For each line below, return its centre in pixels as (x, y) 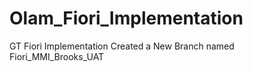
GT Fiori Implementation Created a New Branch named (122, 46)
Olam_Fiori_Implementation (126, 18)
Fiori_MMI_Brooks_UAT (57, 56)
